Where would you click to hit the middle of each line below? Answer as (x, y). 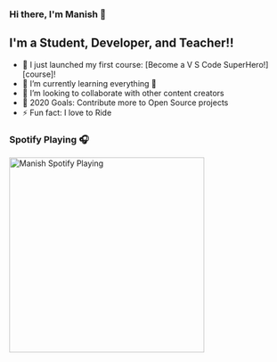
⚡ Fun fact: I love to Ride (67, 112)
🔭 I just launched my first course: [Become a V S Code (122, 64)
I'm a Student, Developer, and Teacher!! (122, 43)
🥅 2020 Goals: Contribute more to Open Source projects (125, 103)
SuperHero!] (246, 64)
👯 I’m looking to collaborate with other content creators (123, 93)
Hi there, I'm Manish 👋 (58, 14)
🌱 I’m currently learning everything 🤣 (90, 83)
